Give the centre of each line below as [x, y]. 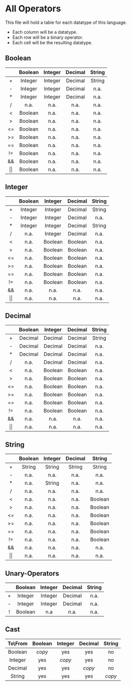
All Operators [33, 9]
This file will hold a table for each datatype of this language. [66, 22]
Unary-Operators [32, 573]
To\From [18, 643]
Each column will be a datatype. [45, 32]
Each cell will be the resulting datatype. [52, 42]
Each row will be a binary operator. [47, 37]
